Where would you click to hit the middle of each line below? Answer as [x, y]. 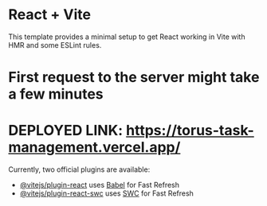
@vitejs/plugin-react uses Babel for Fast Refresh [100, 185]
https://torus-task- [190, 131]
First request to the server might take [134, 78]
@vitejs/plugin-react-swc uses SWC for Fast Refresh [106, 193]
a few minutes [56, 94]
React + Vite [50, 15]
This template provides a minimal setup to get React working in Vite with [127, 37]
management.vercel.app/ [94, 148]
